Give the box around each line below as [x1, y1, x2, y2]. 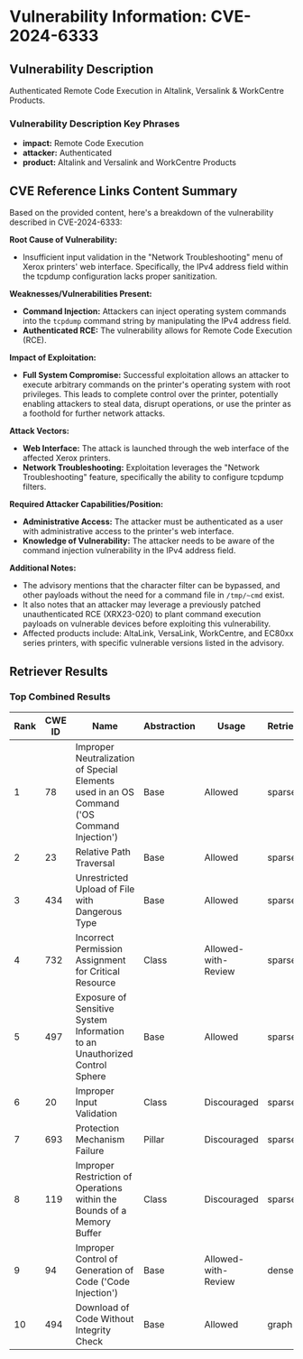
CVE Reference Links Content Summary [9, 183, 238, 199]
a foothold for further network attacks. [22, 408, 165, 419]
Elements [75, 774, 115, 787]
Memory [75, 1216, 111, 1228]
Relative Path [75, 846, 131, 858]
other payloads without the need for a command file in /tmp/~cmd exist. [22, 589, 286, 601]
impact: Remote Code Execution [22, 138, 144, 149]
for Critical [75, 965, 120, 977]
